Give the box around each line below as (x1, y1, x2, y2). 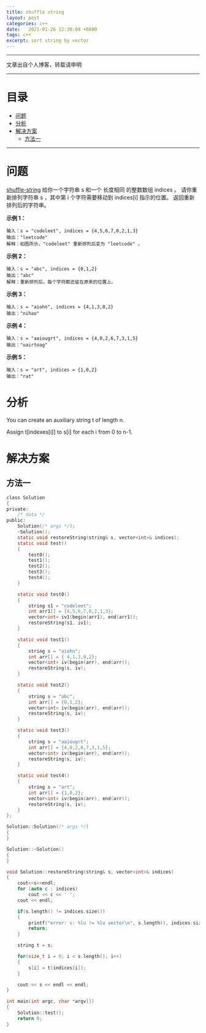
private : (6, 506, 29, 512)
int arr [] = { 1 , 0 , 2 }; (28, 790, 84, 796)
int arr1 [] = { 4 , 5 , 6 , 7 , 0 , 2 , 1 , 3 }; (28, 609, 114, 615)
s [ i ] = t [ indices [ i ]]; (28, 965, 86, 971)
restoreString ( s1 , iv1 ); (28, 620, 92, 626)
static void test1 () (17, 636, 70, 642)
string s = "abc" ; (28, 693, 75, 700)
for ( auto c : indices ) (17, 886, 78, 892)
